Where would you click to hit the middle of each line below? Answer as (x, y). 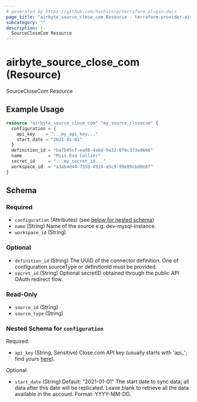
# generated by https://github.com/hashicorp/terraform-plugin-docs (91, 11)
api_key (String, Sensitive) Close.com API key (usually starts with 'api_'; (101, 353)
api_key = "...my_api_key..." (57, 134)
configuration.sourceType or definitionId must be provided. (86, 266)
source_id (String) (36, 307)
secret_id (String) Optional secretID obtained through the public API (97, 273)
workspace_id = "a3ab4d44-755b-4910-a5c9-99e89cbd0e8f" (82, 167)
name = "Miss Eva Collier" (56, 156)
